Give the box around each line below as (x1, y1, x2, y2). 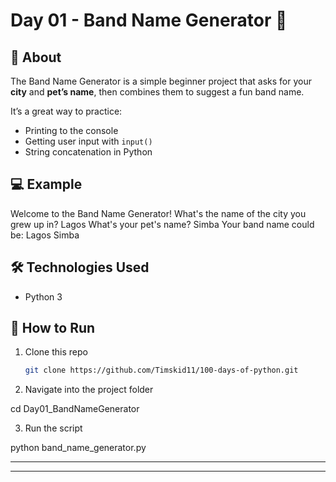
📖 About (10, 49, 62, 66)
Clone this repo (24, 346, 88, 358)
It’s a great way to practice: (10, 105, 123, 117)
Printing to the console (24, 125, 119, 136)
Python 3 (24, 290, 63, 303)
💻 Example (10, 176, 83, 193)
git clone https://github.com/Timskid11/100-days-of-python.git (24, 365, 299, 376)
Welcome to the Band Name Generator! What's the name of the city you (10, 207, 307, 219)
